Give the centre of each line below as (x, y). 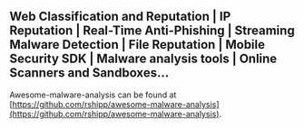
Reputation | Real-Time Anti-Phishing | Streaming (152, 31)
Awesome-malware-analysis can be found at (93, 95)
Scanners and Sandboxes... (89, 73)
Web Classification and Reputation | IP (120, 17)
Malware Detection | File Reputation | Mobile (137, 45)
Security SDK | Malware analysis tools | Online (143, 59)
